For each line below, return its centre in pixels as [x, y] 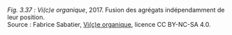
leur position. [26, 17]
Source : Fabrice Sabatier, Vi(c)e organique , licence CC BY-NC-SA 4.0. [109, 24]
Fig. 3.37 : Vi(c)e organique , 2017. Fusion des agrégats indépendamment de [116, 10]
